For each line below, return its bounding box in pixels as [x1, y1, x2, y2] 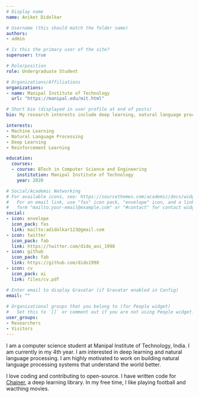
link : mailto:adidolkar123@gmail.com [11, 227, 105, 233]
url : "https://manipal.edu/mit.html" [11, 95, 105, 101]
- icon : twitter [6, 232, 46, 238]
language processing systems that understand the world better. [6, 361, 161, 368]
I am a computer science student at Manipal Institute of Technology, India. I [6, 342, 190, 349]
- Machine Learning [6, 128, 54, 134]
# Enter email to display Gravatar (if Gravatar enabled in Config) [6, 287, 179, 293]
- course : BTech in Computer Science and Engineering [11, 167, 147, 173]
